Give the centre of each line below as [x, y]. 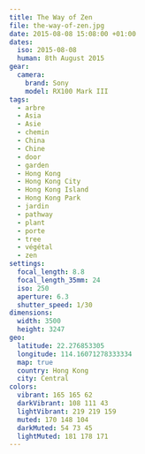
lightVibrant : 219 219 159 [67, 412]
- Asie [29, 125]
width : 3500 [39, 322]
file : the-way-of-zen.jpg [57, 26]
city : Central [43, 379]
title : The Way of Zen [51, 17]
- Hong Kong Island [53, 190]
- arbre [31, 108]
